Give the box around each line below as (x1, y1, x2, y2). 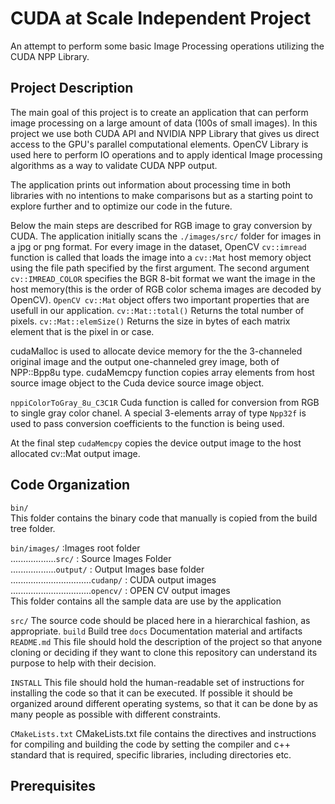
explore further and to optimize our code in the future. (10, 200, 233, 212)
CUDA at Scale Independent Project (10, 7, 312, 30)
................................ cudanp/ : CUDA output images (10, 573, 217, 586)
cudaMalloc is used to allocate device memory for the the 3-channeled (10, 345, 303, 357)
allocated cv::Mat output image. (10, 447, 141, 459)
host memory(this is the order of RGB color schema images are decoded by (10, 283, 322, 295)
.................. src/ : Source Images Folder (10, 552, 172, 564)
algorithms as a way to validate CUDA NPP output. (10, 159, 218, 171)
